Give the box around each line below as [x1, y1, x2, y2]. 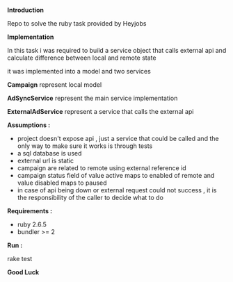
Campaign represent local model [7, 81, 102, 89]
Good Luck [7, 268, 40, 276]
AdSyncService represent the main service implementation [7, 94, 178, 102]
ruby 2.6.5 [17, 220, 47, 229]
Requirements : [7, 207, 53, 215]
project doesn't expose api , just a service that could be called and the [17, 135, 219, 142]
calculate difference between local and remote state [7, 53, 156, 62]
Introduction [7, 6, 44, 14]
